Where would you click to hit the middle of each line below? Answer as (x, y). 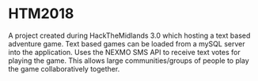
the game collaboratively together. (64, 68)
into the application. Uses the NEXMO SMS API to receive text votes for (124, 52)
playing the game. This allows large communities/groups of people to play (129, 61)
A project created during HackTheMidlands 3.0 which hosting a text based (129, 35)
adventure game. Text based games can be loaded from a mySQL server (127, 43)
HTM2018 (41, 14)
